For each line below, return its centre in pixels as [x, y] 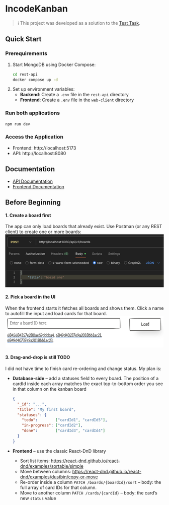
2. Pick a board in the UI [30, 297]
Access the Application [34, 137]
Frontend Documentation [38, 186]
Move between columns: [46, 471]
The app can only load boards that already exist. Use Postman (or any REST [84, 227]
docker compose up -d [35, 80]
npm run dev [18, 124]
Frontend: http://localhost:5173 [44, 148]
